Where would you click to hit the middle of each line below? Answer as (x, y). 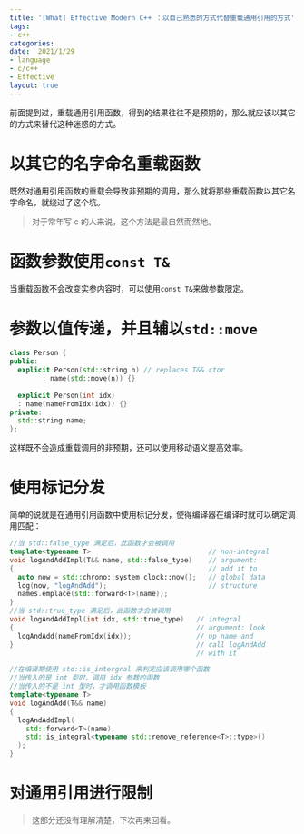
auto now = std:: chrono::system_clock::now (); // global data (142, 577)
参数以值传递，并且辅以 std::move (133, 328)
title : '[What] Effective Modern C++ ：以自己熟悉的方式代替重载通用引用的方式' (152, 18)
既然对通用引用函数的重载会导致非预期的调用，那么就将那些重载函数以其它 (148, 191)
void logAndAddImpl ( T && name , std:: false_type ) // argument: (133, 560)
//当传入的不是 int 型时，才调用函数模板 (78, 687)
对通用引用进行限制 (81, 794)
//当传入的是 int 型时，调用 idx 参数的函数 (85, 678)
